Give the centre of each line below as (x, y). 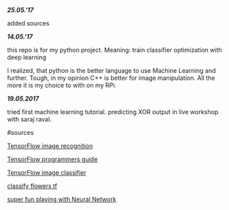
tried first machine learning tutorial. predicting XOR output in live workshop (113, 112)
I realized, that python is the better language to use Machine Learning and (111, 71)
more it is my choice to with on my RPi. (62, 85)
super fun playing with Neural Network (62, 199)
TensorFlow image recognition (50, 146)
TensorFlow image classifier (47, 172)
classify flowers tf (32, 186)
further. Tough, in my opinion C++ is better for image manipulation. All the (111, 78)
